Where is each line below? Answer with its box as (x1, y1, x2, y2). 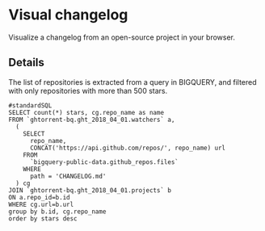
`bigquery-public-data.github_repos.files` (29, 157, 179, 166)
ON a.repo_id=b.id (8, 193, 70, 201)
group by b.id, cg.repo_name (8, 208, 107, 216)
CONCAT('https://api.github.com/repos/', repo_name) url (29, 144, 226, 152)
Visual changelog (8, 6, 128, 24)
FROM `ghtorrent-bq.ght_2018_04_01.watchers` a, (8, 115, 175, 124)
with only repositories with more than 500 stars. (8, 86, 168, 95)
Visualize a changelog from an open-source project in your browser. (8, 32, 236, 42)
